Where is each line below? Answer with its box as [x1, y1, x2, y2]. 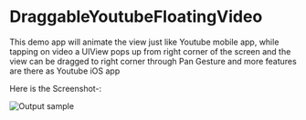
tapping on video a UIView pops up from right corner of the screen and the [9, 45, 291, 56]
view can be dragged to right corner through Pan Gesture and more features [9, 55, 297, 66]
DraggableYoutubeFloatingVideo [9, 6, 263, 27]
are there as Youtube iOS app [9, 65, 121, 76]
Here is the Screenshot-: [9, 83, 102, 94]
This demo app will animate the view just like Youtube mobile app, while [9, 36, 280, 47]
